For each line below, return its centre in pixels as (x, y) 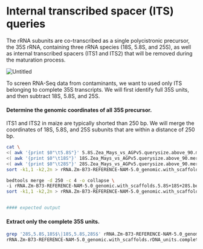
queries (26, 24)
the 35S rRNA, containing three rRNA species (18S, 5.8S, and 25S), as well (99, 47)
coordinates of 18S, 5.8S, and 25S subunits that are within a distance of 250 (101, 130)
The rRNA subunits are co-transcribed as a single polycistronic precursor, (98, 40)
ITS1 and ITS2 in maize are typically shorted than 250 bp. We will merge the (100, 123)
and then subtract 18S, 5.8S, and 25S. (53, 96)
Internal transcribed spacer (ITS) (90, 11)
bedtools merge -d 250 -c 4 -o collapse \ (60, 180)
